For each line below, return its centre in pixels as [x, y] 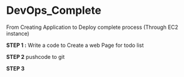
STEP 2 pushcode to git [35, 57]
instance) [18, 33]
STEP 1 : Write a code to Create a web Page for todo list [75, 45]
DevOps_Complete [54, 11]
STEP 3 [16, 68]
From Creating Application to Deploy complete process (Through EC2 [92, 27]
